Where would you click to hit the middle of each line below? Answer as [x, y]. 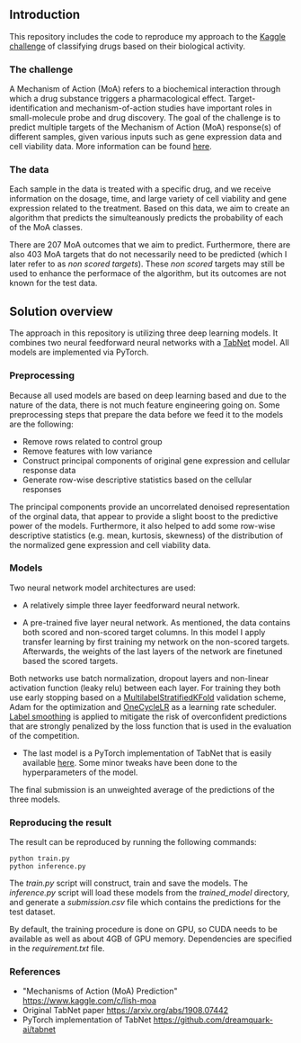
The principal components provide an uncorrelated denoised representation [150, 507]
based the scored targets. [70, 661]
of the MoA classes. [46, 228]
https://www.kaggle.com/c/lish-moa [89, 1001]
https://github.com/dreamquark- [213, 1020]
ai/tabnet [39, 1030]
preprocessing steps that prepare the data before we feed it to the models [146, 414]
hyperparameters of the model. [80, 772]
